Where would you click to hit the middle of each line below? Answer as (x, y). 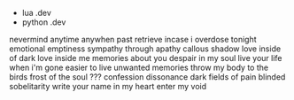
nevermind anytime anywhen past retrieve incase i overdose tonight (133, 39)
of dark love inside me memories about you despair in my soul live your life (146, 58)
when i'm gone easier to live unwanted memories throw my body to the (139, 67)
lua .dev (36, 13)
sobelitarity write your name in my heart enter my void (108, 86)
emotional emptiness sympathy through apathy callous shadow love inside (145, 49)
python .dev (44, 22)
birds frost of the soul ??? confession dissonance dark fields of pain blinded (147, 77)
